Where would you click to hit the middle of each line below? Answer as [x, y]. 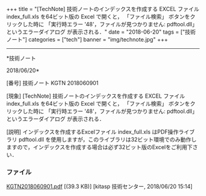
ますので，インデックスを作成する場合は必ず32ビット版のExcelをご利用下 [100, 147]
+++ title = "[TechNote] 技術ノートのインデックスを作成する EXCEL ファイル [103, 9]
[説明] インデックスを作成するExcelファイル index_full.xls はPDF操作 [93, 132]
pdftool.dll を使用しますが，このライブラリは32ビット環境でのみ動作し [108, 140]
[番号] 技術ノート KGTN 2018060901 [52, 83]
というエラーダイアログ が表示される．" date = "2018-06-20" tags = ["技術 [101, 32]
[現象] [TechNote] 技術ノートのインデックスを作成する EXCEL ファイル [96, 96]
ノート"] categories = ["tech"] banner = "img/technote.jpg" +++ [87, 39]
